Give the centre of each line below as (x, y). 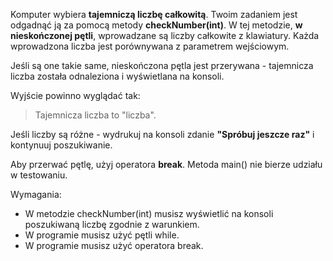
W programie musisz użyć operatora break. (114, 245)
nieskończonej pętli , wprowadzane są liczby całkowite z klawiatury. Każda (165, 35)
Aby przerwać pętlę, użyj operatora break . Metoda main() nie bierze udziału (166, 164)
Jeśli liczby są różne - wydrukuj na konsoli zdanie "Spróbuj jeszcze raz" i (162, 134)
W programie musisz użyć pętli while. (102, 235)
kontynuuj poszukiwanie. (61, 145)
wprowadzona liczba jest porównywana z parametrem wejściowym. (150, 46)
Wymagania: (36, 194)
